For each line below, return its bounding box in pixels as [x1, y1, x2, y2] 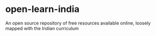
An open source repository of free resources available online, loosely [5, 20, 151, 26]
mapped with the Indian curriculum [5, 25, 79, 31]
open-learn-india [5, 3, 80, 15]
